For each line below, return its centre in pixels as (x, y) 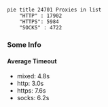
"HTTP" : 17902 (41, 16)
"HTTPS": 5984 (39, 22)
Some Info (24, 44)
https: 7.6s (31, 91)
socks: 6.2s (33, 98)
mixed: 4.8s (33, 76)
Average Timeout (32, 61)
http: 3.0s (30, 83)
